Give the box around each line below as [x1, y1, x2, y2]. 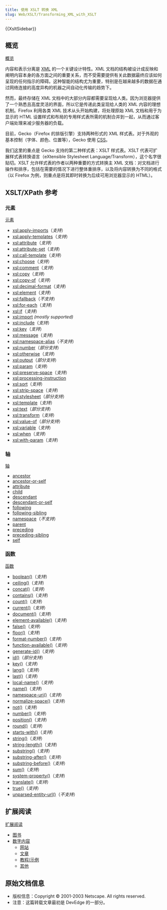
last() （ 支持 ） [12, 673, 41, 679]
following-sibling [12, 510, 47, 516]
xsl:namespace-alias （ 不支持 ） [12, 339, 77, 344]
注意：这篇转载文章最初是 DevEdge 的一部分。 [12, 900, 108, 906]
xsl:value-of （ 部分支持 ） [12, 419, 63, 424]
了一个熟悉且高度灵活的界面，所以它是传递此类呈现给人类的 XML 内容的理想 [5, 102, 161, 108]
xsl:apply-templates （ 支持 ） [12, 233, 71, 239]
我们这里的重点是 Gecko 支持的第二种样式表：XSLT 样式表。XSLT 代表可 [5, 147, 154, 153]
